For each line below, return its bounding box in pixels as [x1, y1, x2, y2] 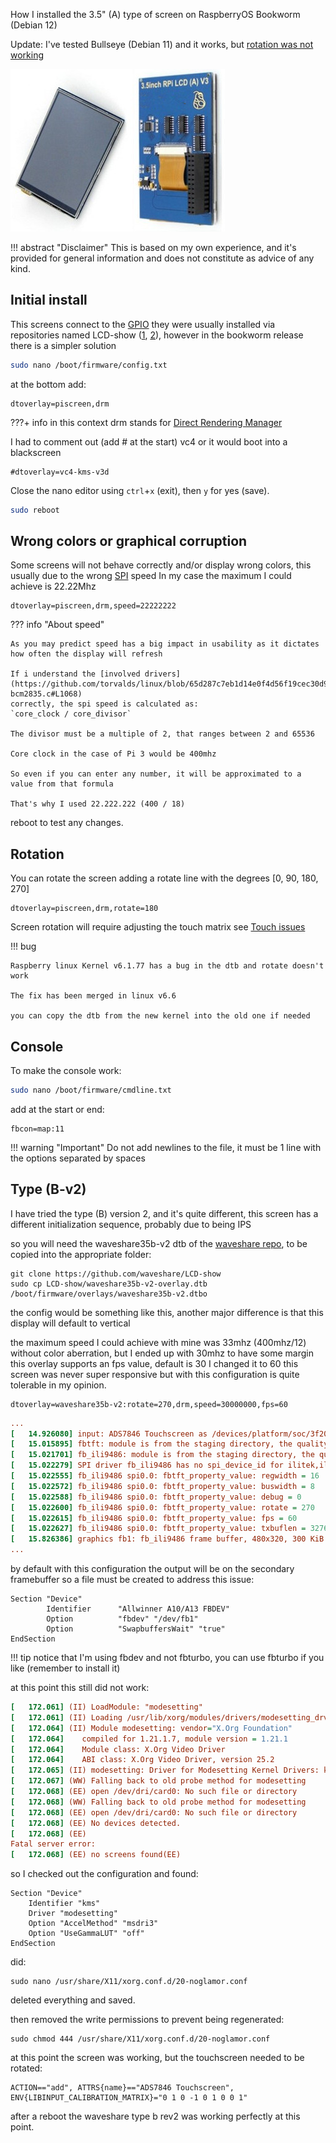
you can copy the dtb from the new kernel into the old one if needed [10, 1011, 311, 1021]
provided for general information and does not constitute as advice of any [10, 252, 315, 264]
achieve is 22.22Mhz [10, 580, 97, 593]
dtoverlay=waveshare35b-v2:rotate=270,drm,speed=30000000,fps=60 [10, 1399, 288, 1409]
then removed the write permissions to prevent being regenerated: [10, 2014, 285, 2026]
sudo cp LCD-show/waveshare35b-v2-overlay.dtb [10, 1279, 208, 1289]
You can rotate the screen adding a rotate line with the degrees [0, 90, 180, [10, 872, 319, 884]
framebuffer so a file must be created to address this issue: [10, 1574, 255, 1586]
